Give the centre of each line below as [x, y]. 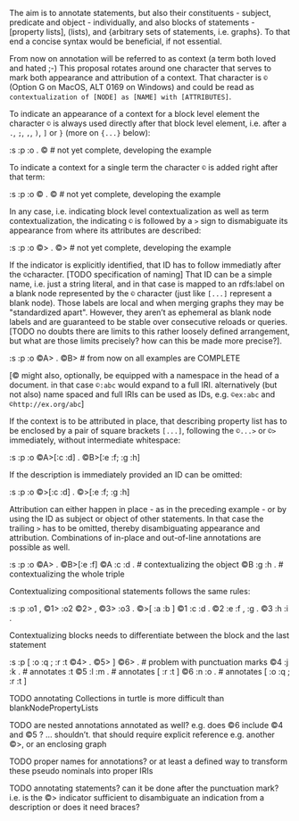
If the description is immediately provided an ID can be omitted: [126, 475]
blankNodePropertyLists [54, 708]
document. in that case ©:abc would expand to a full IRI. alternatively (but [143, 385]
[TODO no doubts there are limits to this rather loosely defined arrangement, [149, 331]
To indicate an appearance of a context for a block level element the [135, 114]
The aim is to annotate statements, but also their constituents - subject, [141, 13]
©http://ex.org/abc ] [47, 404]
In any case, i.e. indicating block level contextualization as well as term [139, 211]
